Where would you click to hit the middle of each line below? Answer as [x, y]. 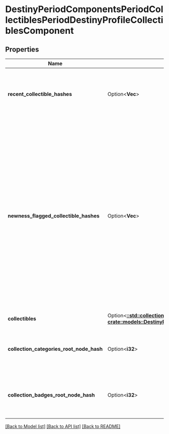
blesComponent [39, 31]
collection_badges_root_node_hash [51, 395]
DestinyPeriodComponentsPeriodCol [84, 9]
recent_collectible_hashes [40, 94]
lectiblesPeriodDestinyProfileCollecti [84, 20]
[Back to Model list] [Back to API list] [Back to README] [63, 426]
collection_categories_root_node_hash [55, 349]
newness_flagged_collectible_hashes [54, 216]
